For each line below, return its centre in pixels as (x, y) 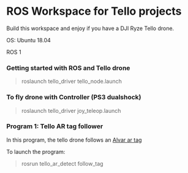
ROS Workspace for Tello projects (94, 11)
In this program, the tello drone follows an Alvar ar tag (74, 140)
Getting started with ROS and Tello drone (68, 67)
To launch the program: (36, 152)
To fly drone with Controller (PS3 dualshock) (74, 98)
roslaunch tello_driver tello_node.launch (72, 82)
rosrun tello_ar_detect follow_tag (62, 163)
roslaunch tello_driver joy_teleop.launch (71, 110)
